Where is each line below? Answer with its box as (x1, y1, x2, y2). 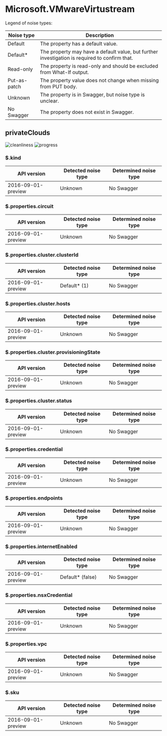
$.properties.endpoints (5, 494, 63, 501)
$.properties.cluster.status (5, 397, 72, 404)
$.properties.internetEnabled (5, 543, 78, 550)
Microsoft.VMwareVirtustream (5, 3, 135, 15)
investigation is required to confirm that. (40, 54, 133, 61)
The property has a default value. (40, 40, 118, 47)
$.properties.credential (5, 446, 63, 453)
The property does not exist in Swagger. (40, 108, 134, 115)
